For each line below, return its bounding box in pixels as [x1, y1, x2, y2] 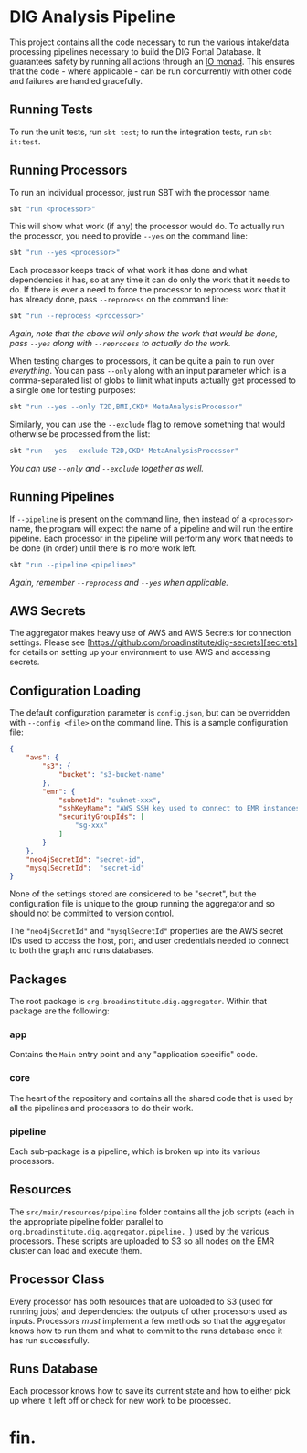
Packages [9, 971, 67, 987]
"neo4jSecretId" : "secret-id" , [26, 854, 145, 864]
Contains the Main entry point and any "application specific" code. [9, 1049, 259, 1060]
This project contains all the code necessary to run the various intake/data [9, 37, 290, 48]
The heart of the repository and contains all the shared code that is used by [9, 1092, 294, 1103]
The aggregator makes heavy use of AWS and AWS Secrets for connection [9, 628, 291, 639]
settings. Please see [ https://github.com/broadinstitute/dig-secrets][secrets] [9, 637, 298, 648]
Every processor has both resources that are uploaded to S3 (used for [9, 1296, 274, 1307]
